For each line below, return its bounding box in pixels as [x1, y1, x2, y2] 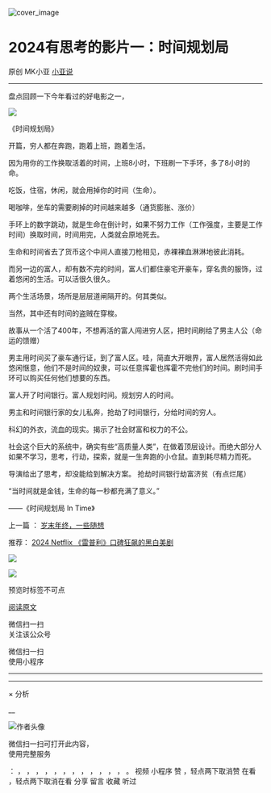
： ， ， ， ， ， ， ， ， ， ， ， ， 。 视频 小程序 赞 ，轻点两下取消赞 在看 [8, 766, 256, 775]
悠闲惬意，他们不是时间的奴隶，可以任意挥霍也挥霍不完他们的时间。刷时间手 [8, 363, 263, 372]
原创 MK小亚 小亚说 [8, 66, 73, 76]
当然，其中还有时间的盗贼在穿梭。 [8, 308, 122, 318]
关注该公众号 [8, 629, 51, 639]
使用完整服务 [8, 749, 51, 758]
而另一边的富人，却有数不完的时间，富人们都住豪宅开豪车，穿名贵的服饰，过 [8, 263, 263, 274]
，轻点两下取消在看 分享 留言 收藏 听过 [8, 776, 137, 786]
